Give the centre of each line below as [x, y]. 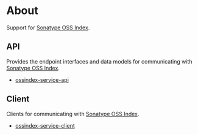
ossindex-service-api [42, 79]
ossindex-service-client [45, 125]
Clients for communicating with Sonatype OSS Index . [73, 114]
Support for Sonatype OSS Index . [48, 27]
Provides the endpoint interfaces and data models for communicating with [99, 61]
